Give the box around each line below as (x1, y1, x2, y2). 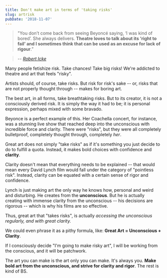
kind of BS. (5, 268, 28, 275)
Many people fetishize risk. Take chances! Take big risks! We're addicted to (5, 65, 161, 71)
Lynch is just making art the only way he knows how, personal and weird (5, 187, 154, 193)
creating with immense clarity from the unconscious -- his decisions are (5, 198, 153, 204)
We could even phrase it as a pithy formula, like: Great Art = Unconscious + (5, 228, 162, 234)
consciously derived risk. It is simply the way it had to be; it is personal (5, 101, 151, 107)
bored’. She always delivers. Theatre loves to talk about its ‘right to (17, 35, 157, 41)
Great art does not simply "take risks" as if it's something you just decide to (5, 141, 161, 147)
